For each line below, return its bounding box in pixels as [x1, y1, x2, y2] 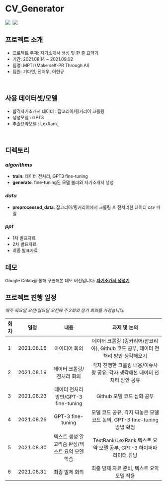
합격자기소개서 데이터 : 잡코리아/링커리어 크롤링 [12, 108, 105, 114]
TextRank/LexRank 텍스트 [92, 437, 152, 444]
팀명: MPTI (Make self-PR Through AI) [12, 62, 90, 68]
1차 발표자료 [12, 235, 36, 241]
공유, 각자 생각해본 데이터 [97, 369, 153, 376]
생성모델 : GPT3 [12, 114, 44, 120]
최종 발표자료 [12, 247, 38, 253]
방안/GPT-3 [55, 394, 83, 401]
